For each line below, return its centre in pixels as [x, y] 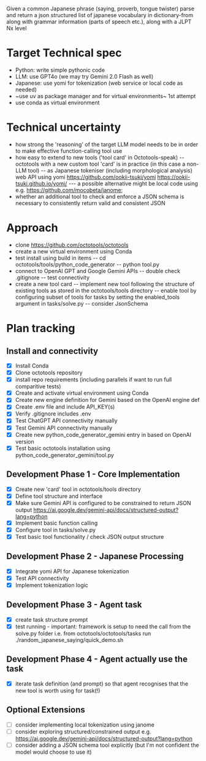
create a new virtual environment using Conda [74, 251]
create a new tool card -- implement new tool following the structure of [105, 284]
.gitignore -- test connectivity [52, 277]
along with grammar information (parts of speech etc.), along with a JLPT [99, 22]
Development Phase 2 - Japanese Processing [95, 556]
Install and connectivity [52, 351]
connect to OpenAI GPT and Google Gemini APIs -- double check [98, 271]
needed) [26, 90]
